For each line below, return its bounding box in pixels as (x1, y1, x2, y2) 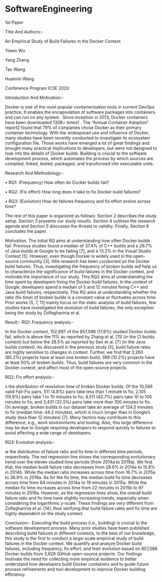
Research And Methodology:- (5, 170, 64, 176)
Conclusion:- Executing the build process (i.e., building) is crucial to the (5, 520, 147, 526)
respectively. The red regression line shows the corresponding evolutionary (5, 453, 156, 459)
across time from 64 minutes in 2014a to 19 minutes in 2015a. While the (5, 479, 147, 485)
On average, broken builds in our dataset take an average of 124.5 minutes (5, 404, 153, 410)
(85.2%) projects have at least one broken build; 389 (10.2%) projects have (5, 354, 155, 360)
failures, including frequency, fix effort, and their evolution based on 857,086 (5, 546, 158, 551)
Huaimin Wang (5, 76, 34, 81)
